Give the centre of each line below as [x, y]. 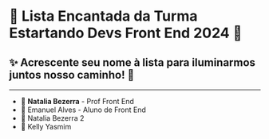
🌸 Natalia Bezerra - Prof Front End [77, 101]
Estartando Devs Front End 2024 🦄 [126, 33]
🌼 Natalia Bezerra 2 [52, 118]
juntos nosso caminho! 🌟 [72, 75]
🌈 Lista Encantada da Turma [103, 16]
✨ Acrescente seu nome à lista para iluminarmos [133, 62]
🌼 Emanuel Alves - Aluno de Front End [83, 110]
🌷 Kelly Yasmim [46, 127]
